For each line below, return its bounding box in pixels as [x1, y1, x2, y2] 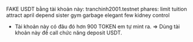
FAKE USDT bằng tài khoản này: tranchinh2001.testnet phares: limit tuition [6, 6, 187, 12]
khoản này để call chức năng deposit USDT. [14, 29, 122, 36]
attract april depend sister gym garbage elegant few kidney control [6, 12, 170, 19]
